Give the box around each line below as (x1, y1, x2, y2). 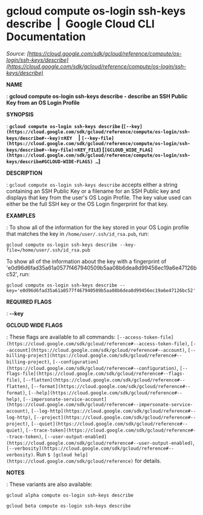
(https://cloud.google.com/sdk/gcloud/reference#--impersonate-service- (6, 401, 193, 407)
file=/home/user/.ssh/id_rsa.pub (6, 247, 91, 253)
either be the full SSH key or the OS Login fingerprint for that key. (6, 200, 169, 207)
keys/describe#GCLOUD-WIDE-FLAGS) (6, 158, 94, 164)
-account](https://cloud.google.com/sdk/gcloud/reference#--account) (6, 347, 185, 353)
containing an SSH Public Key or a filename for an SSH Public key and (6, 187, 180, 195)
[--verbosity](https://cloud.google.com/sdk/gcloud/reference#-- (6, 445, 174, 452)
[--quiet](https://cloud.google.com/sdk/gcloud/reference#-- (31, 421, 188, 427)
